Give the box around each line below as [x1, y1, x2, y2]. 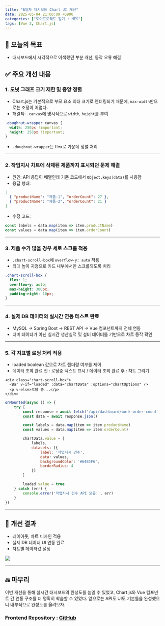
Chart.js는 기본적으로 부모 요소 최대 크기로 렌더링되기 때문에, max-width [12, 98, 150, 104]
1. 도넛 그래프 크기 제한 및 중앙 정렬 [5, 86, 82, 93]
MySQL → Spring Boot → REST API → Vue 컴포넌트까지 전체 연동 [12, 325, 141, 331]
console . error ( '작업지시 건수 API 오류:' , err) [23, 491, 114, 495]
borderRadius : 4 [40, 463, 74, 468]
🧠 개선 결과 [5, 519, 37, 527]
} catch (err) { [14, 486, 48, 491]
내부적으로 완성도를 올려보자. [10, 602, 66, 608]
